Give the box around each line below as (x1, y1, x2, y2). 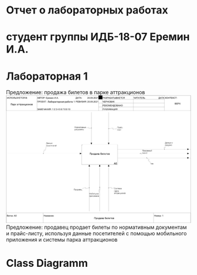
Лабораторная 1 (6, 70, 88, 82)
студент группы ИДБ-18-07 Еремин (6, 30, 190, 44)
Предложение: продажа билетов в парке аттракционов (6, 89, 145, 96)
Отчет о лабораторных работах (6, 4, 168, 17)
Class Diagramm (6, 257, 88, 270)
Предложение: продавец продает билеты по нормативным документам (6, 224, 187, 231)
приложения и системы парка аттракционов (6, 236, 118, 243)
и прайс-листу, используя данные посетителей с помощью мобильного (6, 230, 187, 237)
